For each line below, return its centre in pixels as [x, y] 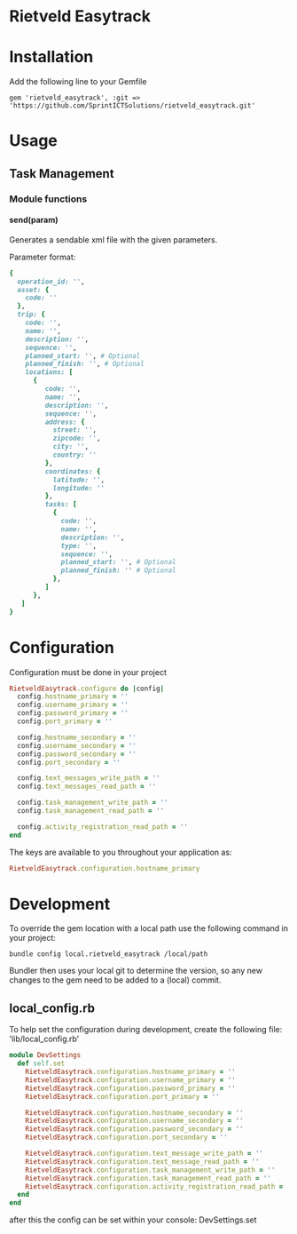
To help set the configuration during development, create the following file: [146, 1030]
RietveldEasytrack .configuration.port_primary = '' [122, 1096]
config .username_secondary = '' [77, 745]
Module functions [48, 199]
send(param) [34, 220]
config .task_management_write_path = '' [93, 803]
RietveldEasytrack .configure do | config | [87, 689]
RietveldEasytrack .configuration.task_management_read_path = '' [148, 1178]
